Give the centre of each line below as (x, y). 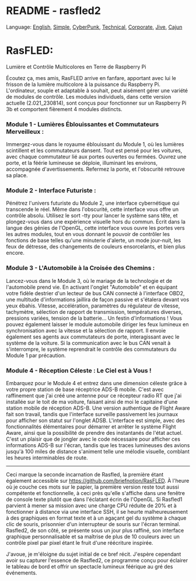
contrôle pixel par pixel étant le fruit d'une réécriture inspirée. (80, 543)
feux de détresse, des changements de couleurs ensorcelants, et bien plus (96, 247)
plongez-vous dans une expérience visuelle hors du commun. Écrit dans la (96, 222)
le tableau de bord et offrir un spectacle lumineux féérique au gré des (90, 567)
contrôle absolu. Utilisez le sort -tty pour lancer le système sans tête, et (92, 216)
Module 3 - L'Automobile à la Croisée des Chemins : (80, 268)
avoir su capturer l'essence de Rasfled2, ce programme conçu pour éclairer (97, 561)
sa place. (17, 175)
